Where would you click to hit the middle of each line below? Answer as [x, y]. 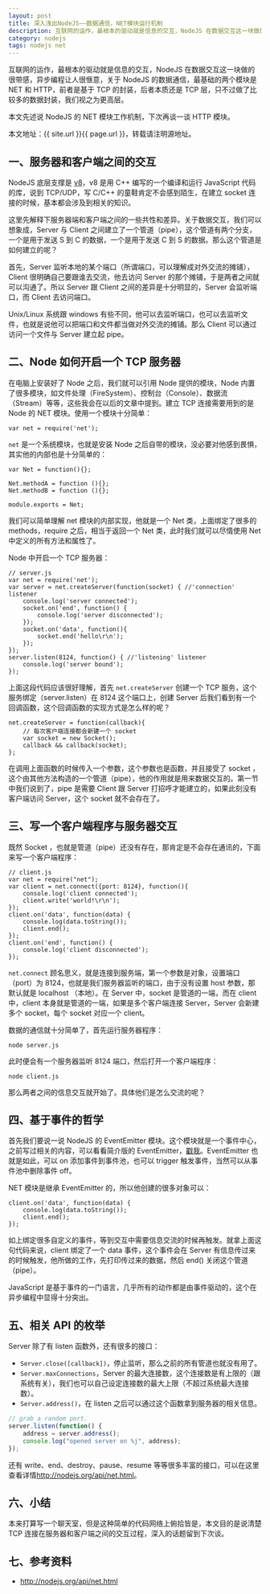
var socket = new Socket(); [70, 738]
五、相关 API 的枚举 [57, 1325]
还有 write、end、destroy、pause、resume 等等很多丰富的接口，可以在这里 [134, 1465]
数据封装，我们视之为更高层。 [79, 100]
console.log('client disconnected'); [86, 949]
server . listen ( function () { [55, 1426]
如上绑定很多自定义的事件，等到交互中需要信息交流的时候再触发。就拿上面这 [135, 1240]
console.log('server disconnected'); [100, 615]
